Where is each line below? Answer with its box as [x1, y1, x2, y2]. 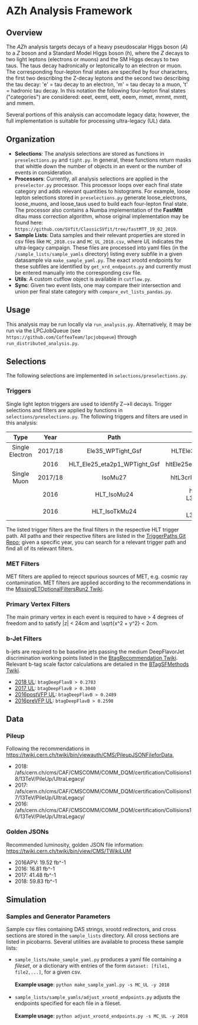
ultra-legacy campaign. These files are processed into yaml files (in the [14, 244, 188, 251]
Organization [6, 134, 55, 144]
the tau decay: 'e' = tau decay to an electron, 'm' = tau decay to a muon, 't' [6, 81, 188, 88]
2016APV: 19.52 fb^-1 [14, 859, 67, 866]
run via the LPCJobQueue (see [6, 327, 81, 334]
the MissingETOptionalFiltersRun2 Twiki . [6, 586, 104, 593]
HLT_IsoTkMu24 [91, 507, 137, 515]
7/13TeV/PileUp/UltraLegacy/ [14, 794, 85, 801]
